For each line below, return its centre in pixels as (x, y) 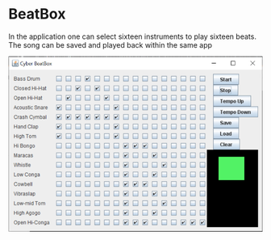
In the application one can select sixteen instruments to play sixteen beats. (132, 36)
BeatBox (37, 14)
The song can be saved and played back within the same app (110, 44)
